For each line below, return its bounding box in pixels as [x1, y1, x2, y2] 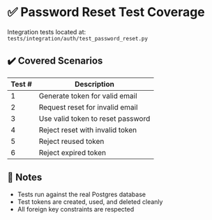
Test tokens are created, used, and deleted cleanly [17, 197, 163, 206]
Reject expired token [38, 147, 107, 157]
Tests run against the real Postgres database [17, 190, 146, 198]
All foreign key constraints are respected [17, 205, 135, 213]
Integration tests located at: [7, 27, 86, 36]
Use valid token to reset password [38, 113, 151, 123]
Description [74, 79, 115, 89]
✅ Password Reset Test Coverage [7, 4, 206, 20]
